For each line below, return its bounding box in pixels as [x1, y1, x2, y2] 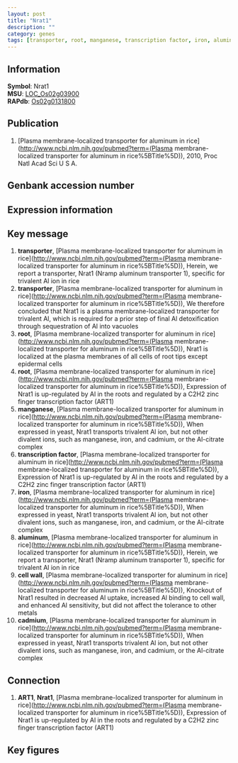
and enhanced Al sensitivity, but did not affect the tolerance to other [17, 601, 217, 610]
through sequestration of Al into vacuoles [17, 322, 139, 331]
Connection [7, 674, 60, 686]
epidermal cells [17, 360, 62, 368]
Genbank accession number [7, 180, 135, 192]
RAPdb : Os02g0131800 [7, 97, 76, 105]
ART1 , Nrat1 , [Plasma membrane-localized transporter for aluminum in [17, 693, 223, 702]
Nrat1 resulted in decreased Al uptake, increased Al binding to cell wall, [17, 593, 225, 602]
